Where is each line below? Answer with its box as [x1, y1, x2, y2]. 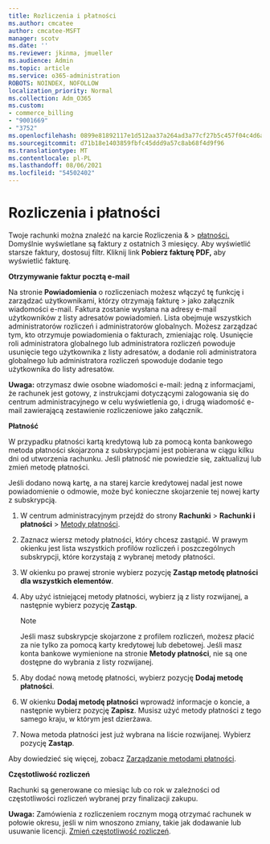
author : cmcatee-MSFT [8, 27, 81, 35]
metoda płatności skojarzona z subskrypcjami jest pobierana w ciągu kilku [8, 445, 255, 455]
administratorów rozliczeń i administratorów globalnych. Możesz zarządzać [8, 321, 258, 331]
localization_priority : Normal [8, 86, 113, 95]
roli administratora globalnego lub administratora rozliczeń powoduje [8, 338, 235, 348]
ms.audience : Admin [8, 57, 74, 65]
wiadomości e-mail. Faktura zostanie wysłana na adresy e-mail [8, 304, 217, 314]
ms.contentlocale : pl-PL [8, 154, 92, 162]
